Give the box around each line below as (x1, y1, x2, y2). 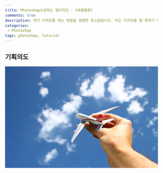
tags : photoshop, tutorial (5, 33, 60, 38)
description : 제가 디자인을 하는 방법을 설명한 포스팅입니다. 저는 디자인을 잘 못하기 (5, 18, 155, 23)
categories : (5, 23, 29, 28)
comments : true (5, 13, 36, 18)
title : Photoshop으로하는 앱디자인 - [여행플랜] (5, 8, 93, 13)
